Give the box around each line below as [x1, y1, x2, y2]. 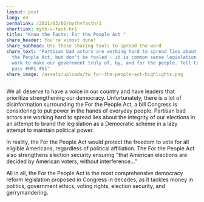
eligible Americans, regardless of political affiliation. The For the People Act [6, 145, 195, 152]
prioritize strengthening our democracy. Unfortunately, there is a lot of [6, 94, 182, 102]
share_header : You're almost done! [6, 37, 97, 43]
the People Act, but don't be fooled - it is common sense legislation [12, 54, 197, 60]
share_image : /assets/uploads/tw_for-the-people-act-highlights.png [6, 71, 183, 77]
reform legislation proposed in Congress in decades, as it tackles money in [6, 176, 193, 183]
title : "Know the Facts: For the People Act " [6, 32, 126, 38]
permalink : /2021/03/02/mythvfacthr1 [6, 20, 102, 26]
